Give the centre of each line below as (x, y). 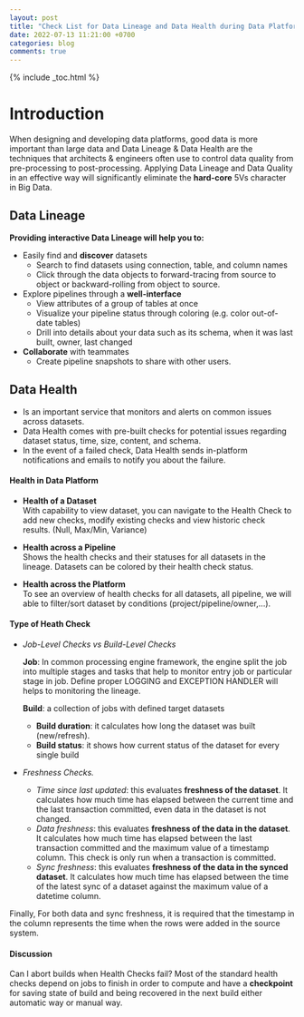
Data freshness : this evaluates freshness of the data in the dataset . (163, 829)
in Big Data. (31, 188)
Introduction (57, 114)
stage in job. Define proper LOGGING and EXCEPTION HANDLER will (150, 681)
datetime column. (68, 896)
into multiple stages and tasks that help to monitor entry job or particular (157, 671)
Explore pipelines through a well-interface (102, 293)
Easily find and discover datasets (85, 255)
